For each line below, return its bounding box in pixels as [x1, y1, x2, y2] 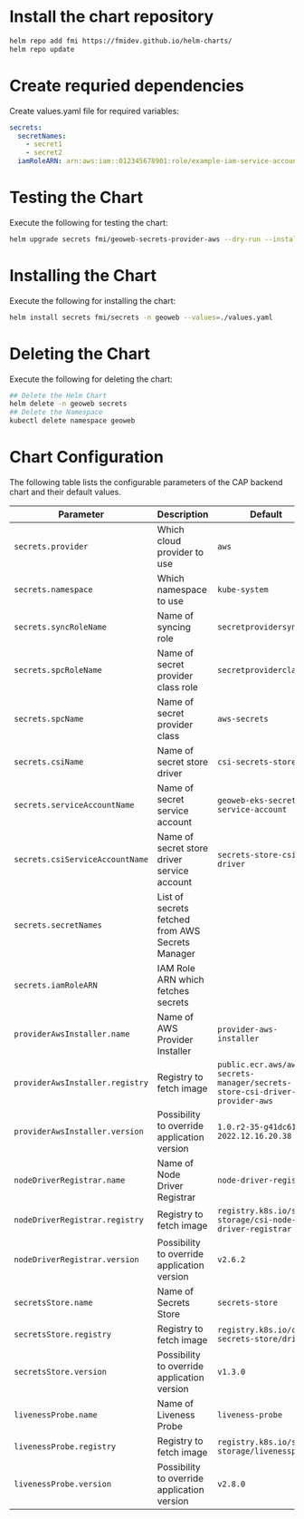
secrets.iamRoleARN [14, 980, 98, 990]
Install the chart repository [9, 6, 214, 27]
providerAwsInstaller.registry [14, 1077, 149, 1087]
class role [157, 681, 199, 693]
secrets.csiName [14, 757, 84, 767]
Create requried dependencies [9, 75, 244, 96]
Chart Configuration [9, 447, 165, 468]
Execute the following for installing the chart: [9, 295, 176, 306]
